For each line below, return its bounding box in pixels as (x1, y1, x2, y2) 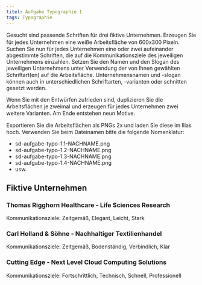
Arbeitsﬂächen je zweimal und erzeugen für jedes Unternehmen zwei (6, 103, 178, 110)
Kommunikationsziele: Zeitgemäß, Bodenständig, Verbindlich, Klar (6, 243, 170, 250)
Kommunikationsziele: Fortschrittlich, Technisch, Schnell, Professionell (6, 272, 181, 279)
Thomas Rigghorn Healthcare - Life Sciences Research (6, 201, 171, 209)
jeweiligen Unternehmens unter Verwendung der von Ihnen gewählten (6, 64, 180, 72)
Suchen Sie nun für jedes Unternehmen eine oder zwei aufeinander (6, 45, 174, 52)
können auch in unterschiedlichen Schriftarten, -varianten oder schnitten (6, 78, 187, 85)
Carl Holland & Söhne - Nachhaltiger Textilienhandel (6, 230, 162, 238)
